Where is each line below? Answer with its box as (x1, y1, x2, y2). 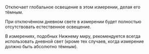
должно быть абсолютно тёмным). (5, 44, 78, 49)
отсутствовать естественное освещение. (5, 24, 91, 30)
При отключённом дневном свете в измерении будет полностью (5, 19, 142, 24)
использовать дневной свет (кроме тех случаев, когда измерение (5, 38, 144, 44)
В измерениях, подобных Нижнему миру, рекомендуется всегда (5, 34, 141, 39)
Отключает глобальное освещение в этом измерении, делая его (5, 4, 141, 10)
